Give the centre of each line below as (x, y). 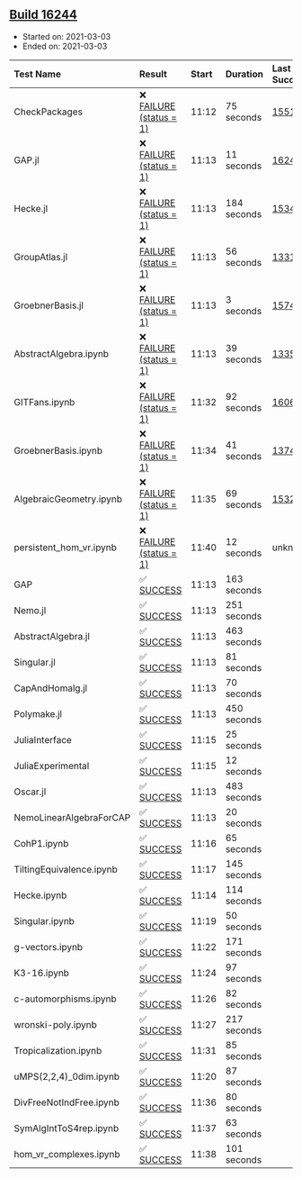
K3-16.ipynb (42, 973)
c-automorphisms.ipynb (65, 999)
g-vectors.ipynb (49, 947)
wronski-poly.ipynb (55, 1024)
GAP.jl (27, 159)
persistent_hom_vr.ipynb (65, 547)
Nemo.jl (30, 610)
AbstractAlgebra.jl (52, 636)
